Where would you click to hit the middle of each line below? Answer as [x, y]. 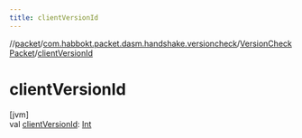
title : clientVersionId [54, 18]
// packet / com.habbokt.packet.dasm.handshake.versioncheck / [125, 43]
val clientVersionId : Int [50, 124]
